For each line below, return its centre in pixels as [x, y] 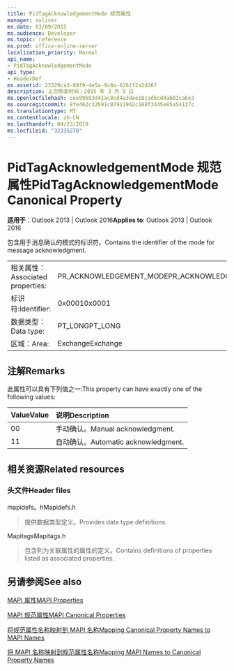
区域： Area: [30, 344]
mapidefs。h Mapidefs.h [42, 507]
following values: [31, 397]
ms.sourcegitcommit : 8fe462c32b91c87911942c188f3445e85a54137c [101, 105]
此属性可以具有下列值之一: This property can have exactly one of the [105, 389]
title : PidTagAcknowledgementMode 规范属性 [69, 14]
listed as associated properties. [69, 558]
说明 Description [82, 415]
